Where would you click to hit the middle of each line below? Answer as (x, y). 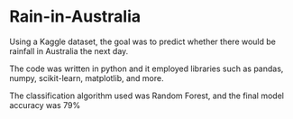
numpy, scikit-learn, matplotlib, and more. (87, 78)
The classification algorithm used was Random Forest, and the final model (146, 96)
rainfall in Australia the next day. (69, 50)
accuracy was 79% (45, 105)
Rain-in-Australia (75, 17)
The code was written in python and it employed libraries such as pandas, (146, 69)
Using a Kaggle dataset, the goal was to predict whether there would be (143, 41)
